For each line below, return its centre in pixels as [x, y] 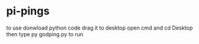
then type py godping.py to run [45, 34]
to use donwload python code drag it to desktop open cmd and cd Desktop [99, 28]
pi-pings [28, 11]
